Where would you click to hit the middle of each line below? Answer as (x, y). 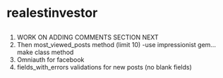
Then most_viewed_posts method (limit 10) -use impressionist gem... (116, 44)
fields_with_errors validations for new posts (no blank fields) (104, 67)
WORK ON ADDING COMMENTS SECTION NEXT (88, 37)
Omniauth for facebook (50, 59)
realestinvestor (52, 13)
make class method (45, 52)
